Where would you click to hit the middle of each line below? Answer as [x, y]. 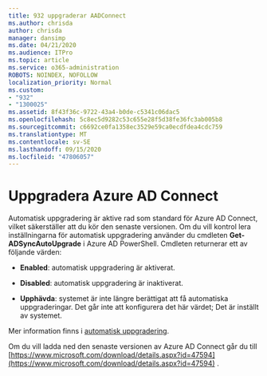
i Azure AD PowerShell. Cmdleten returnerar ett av [166, 243]
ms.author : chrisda [41, 23]
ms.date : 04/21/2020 [43, 46]
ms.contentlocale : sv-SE [49, 142]
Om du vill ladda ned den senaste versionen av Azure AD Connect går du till [133, 346]
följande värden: [35, 252]
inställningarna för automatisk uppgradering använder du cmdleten [118, 235]
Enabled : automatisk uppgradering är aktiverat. [97, 267]
